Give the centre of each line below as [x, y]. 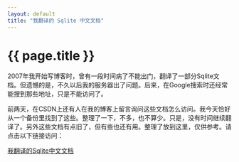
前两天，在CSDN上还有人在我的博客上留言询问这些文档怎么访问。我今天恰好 [119, 109]
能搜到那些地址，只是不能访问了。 [57, 94]
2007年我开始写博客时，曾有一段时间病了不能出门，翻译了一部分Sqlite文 [113, 76]
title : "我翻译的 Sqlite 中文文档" [56, 21]
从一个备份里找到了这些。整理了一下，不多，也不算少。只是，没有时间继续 [116, 118]
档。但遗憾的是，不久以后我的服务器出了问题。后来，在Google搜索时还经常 [118, 85]
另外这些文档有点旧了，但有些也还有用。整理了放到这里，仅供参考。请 [129, 127]
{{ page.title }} [51, 56]
